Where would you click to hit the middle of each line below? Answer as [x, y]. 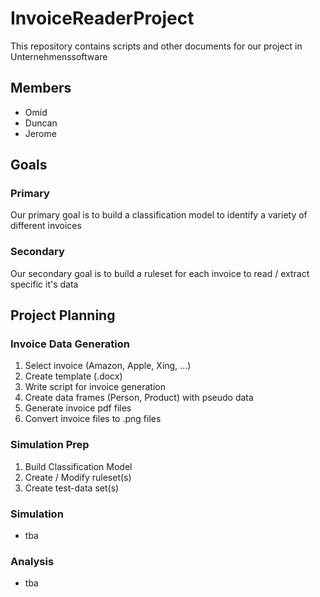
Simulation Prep [50, 445]
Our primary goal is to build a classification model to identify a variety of [159, 215]
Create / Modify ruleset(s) [78, 477]
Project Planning [63, 315]
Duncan [41, 123]
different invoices [46, 226]
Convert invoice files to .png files [93, 419]
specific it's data [44, 284]
